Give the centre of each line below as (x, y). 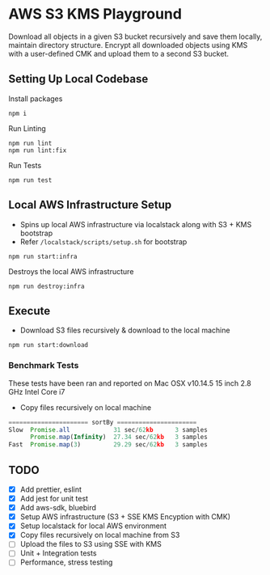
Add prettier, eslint (51, 489)
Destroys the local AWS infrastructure (71, 271)
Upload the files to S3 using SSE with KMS (91, 544)
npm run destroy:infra (46, 286)
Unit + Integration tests (58, 553)
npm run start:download (49, 345)
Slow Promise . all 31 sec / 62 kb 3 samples (108, 429)
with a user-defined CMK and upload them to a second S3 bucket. (118, 53)
